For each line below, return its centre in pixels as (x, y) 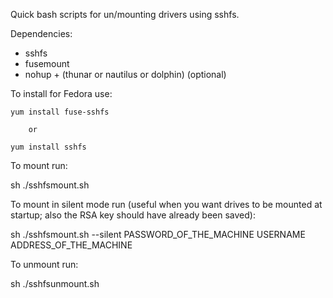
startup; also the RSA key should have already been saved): (133, 215)
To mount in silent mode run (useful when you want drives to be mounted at (166, 204)
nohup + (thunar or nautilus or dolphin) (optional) (125, 74)
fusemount (47, 63)
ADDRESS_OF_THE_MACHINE (71, 245)
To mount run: (39, 165)
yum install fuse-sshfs (60, 112)
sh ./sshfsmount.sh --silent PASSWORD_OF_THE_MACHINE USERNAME (158, 234)
